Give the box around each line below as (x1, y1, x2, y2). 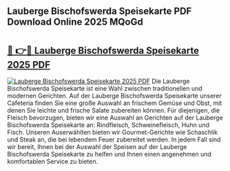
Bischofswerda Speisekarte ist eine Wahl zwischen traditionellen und (7, 84, 203, 92)
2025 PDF (7, 58, 50, 71)
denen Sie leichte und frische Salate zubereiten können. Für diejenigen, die (7, 106, 220, 114)
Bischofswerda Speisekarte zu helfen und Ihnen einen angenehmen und (7, 150, 212, 158)
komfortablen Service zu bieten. (7, 157, 98, 166)
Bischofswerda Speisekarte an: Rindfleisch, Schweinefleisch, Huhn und (7, 121, 210, 129)
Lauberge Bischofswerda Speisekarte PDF (7, 5, 192, 17)
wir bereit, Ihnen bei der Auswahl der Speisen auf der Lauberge (7, 143, 187, 150)
